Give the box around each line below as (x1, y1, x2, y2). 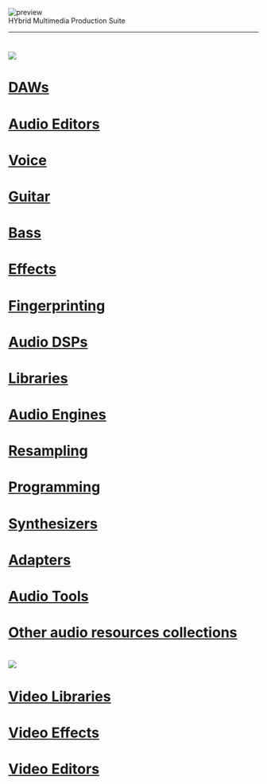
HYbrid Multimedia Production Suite (8, 16, 126, 25)
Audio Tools (8, 588, 89, 605)
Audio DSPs (8, 333, 88, 351)
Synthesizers (8, 515, 98, 532)
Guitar (8, 187, 51, 206)
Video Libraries (8, 687, 111, 705)
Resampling (8, 442, 89, 460)
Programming (8, 478, 101, 496)
